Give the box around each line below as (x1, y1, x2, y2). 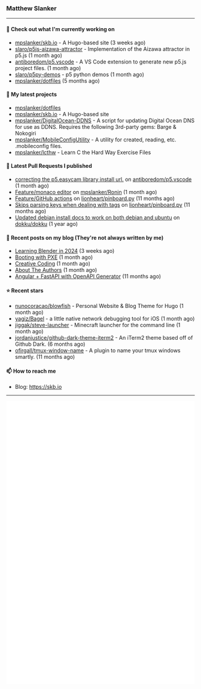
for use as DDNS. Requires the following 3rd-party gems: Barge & (14, 123, 176, 130)
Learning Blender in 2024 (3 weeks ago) (14, 247, 115, 255)
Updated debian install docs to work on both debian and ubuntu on (14, 214, 180, 221)
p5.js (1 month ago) (14, 52, 63, 59)
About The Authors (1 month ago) (14, 267, 98, 274)
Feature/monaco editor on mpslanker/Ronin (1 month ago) (14, 188, 157, 195)
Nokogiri (14, 129, 36, 137)
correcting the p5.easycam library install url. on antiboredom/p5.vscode (14, 176, 192, 183)
